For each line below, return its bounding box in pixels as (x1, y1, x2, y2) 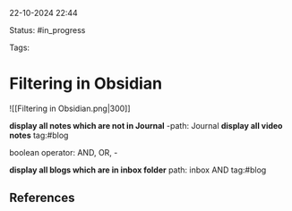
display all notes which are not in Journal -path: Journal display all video (9, 120, 283, 131)
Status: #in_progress (9, 25, 86, 35)
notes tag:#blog (9, 130, 69, 140)
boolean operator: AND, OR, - (9, 147, 118, 157)
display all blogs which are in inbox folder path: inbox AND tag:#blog (9, 165, 267, 175)
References (9, 190, 75, 206)
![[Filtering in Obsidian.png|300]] (9, 103, 132, 114)
